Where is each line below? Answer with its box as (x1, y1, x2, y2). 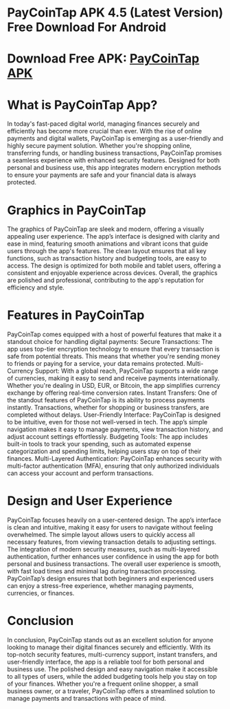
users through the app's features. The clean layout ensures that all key (7, 247, 207, 255)
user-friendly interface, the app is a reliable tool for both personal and (7, 658, 205, 666)
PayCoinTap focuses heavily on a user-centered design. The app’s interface (7, 516, 222, 524)
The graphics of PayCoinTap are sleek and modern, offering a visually (7, 225, 205, 233)
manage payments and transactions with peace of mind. (7, 695, 167, 703)
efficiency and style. (7, 283, 65, 292)
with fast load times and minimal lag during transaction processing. (7, 567, 197, 576)
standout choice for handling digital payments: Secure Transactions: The (7, 338, 213, 346)
